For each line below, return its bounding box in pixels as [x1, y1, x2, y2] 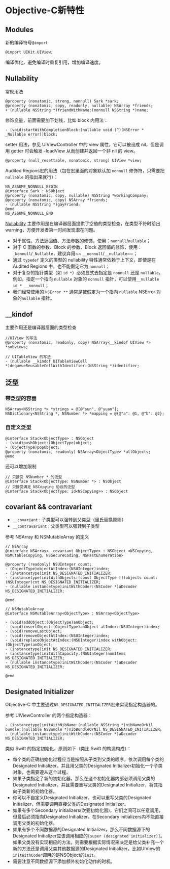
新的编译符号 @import [5, 39, 48, 45]
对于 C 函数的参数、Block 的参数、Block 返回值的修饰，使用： [12, 244, 143, 250]
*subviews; [5, 344, 28, 349]
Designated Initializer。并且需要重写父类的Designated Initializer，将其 [12, 782, 158, 788]
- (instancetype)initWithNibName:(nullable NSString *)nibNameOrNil [5, 723, 153, 728]
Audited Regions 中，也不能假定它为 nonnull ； [12, 263, 110, 269]
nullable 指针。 [21, 295, 55, 301]
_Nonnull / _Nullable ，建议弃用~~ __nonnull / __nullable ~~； [12, 250, 138, 257]
